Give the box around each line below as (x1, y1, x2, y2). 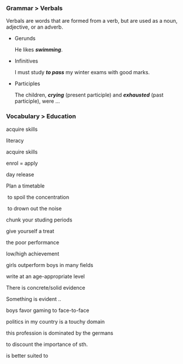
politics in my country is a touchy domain (6, 318, 105, 325)
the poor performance (6, 238, 60, 246)
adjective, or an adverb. (6, 23, 63, 30)
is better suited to (6, 352, 49, 359)
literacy (6, 137, 25, 144)
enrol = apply (6, 160, 38, 167)
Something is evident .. (6, 295, 61, 302)
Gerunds (14, 35, 36, 42)
